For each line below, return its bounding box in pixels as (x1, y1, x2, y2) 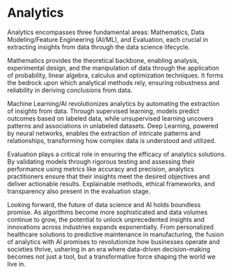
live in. (7, 259, 26, 268)
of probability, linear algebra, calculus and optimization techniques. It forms (7, 71, 224, 79)
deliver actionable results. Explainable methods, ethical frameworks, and (7, 179, 216, 188)
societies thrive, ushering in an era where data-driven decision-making (7, 245, 211, 253)
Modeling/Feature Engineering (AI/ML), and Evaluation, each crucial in (7, 35, 209, 43)
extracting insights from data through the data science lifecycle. (7, 43, 191, 51)
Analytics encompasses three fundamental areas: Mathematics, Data (7, 28, 205, 36)
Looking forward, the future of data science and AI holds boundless (7, 200, 201, 208)
